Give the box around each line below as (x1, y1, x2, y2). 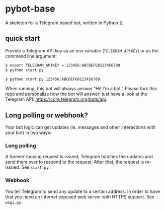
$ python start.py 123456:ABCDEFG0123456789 (5, 77, 100, 82)
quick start (5, 34, 40, 43)
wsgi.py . (5, 199, 23, 205)
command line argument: (5, 53, 57, 59)
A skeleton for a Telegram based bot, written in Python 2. (5, 20, 124, 26)
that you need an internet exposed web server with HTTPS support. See (5, 193, 155, 199)
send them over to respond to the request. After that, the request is (5, 159, 144, 165)
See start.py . (21, 164, 50, 170)
